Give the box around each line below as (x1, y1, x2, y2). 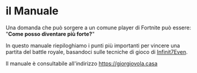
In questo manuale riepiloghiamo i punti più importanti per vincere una (5, 42, 181, 49)
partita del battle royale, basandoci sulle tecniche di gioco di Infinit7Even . (5, 48, 188, 55)
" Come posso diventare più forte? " (5, 30, 95, 37)
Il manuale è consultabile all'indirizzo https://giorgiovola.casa (5, 60, 158, 67)
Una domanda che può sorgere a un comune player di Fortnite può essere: (5, 24, 192, 31)
